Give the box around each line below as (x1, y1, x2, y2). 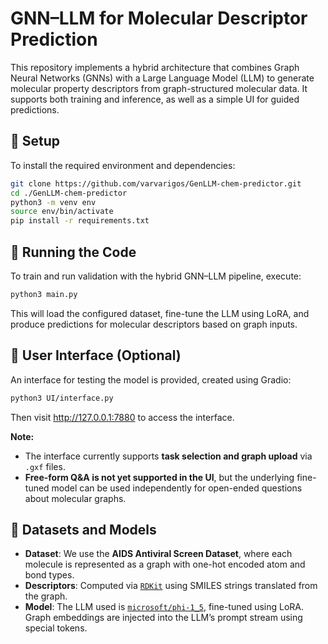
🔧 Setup (10, 133, 61, 150)
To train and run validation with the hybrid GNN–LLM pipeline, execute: (10, 270, 302, 282)
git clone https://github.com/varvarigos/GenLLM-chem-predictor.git (10, 178, 302, 189)
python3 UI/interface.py (10, 393, 114, 403)
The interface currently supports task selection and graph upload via (24, 450, 313, 462)
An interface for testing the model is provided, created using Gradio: (10, 373, 292, 386)
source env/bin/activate (10, 207, 114, 217)
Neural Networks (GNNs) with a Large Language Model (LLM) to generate (10, 72, 315, 84)
